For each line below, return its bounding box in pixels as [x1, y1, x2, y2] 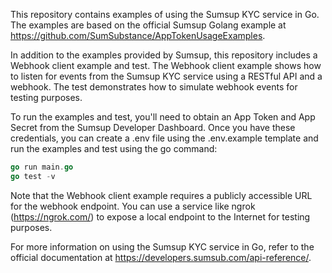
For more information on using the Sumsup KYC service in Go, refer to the [10, 240, 315, 253]
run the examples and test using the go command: [10, 143, 218, 154]
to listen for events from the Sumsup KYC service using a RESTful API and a [10, 70, 323, 82]
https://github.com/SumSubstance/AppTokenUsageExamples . [10, 30, 266, 41]
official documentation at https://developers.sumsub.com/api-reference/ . [10, 251, 312, 263]
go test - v [10, 171, 56, 181]
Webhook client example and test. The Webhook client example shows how [10, 60, 322, 71]
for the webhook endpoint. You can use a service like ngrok [10, 200, 256, 212]
